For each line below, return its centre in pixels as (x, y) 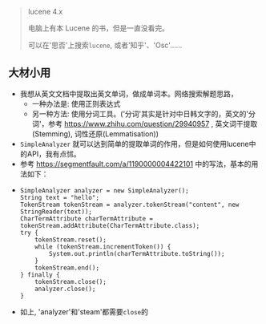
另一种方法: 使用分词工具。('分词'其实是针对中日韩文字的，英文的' (140, 113)
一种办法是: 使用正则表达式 (76, 103)
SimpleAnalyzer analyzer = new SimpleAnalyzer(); (105, 190)
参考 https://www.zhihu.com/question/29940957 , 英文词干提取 (153, 124)
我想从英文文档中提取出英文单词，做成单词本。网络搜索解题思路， (129, 93)
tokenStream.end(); (67, 268)
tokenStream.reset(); (71, 240)
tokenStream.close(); (71, 281)
